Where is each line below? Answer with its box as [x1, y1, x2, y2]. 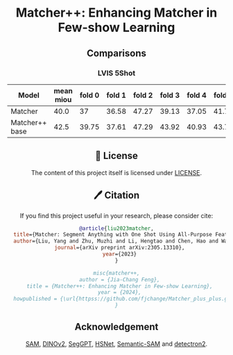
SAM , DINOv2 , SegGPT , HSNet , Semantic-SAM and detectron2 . [25, 339, 208, 348]
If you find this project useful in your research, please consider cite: [19, 211, 214, 220]
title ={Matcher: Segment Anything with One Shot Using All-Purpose [13, 231, 213, 238]
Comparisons [86, 47, 147, 59]
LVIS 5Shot [97, 68, 136, 78]
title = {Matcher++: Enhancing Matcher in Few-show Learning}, [26, 283, 213, 290]
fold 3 [159, 90, 180, 100]
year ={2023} [102, 251, 137, 258]
